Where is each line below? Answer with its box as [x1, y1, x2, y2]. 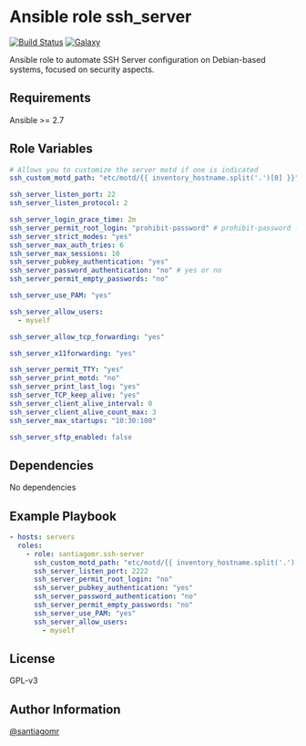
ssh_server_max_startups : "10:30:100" [9, 416, 157, 425]
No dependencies [9, 482, 76, 493]
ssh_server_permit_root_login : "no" [33, 575, 173, 585]
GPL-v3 [9, 675, 38, 686]
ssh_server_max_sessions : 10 [9, 249, 120, 258]
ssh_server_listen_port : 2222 [33, 566, 148, 575]
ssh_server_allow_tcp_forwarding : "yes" [9, 332, 166, 341]
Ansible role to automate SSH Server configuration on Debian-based [9, 54, 266, 65]
